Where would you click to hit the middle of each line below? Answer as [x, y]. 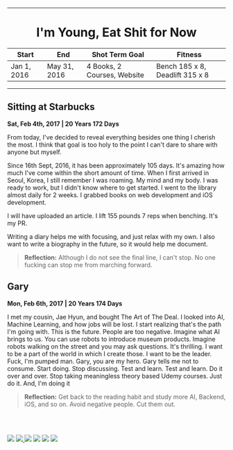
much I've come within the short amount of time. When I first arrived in [108, 173]
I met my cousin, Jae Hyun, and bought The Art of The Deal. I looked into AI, [116, 317]
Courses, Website [115, 75]
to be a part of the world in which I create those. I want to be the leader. [110, 353]
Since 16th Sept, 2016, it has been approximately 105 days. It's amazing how [116, 165]
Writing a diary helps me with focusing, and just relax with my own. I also [111, 236]
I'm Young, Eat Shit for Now [116, 33]
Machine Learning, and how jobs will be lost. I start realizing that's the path [114, 324]
